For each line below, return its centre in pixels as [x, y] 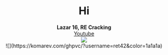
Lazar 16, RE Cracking [84, 27]
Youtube [84, 33]
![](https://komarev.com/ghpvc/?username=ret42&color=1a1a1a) [84, 46]
